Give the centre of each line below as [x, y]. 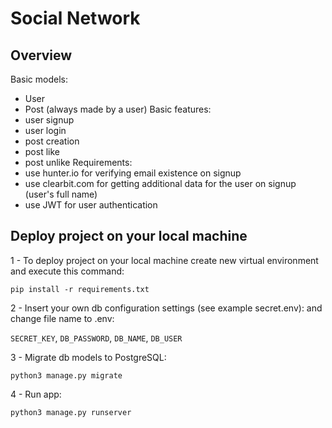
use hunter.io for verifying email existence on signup [133, 173]
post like [42, 151]
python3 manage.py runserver [71, 412]
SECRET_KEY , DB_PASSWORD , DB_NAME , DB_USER [96, 338]
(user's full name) [61, 194]
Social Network [75, 18]
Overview [41, 55]
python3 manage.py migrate [66, 375]
